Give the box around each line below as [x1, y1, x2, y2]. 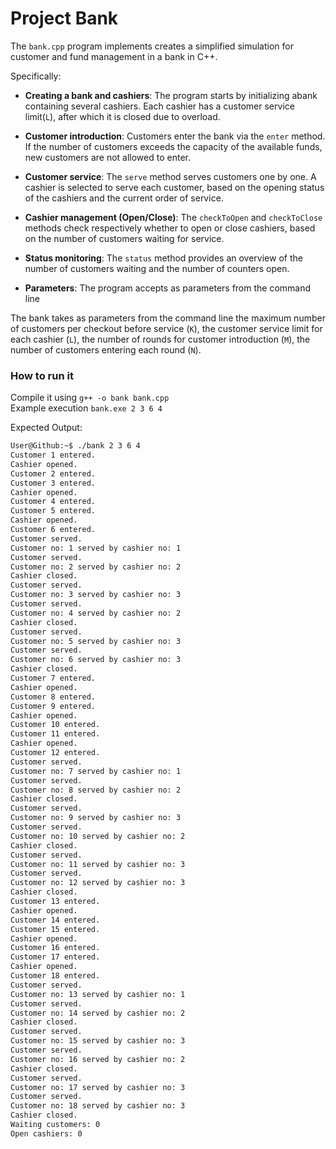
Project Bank [10, 7, 119, 30]
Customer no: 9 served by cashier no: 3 [10, 813, 182, 823]
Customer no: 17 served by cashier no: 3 [10, 1082, 186, 1092]
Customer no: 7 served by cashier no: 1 [10, 766, 182, 776]
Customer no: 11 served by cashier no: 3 [10, 859, 186, 869]
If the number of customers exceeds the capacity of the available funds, [24, 140, 323, 152]
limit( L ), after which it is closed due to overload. [24, 110, 221, 122]
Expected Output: [10, 422, 83, 434]
